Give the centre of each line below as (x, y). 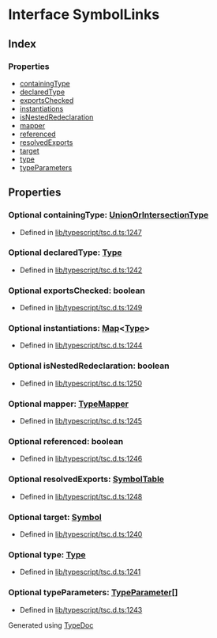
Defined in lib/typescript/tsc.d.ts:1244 (81, 345)
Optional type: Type (47, 554)
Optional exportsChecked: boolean (77, 291)
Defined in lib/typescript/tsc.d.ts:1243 (81, 610)
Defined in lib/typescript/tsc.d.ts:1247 (80, 232)
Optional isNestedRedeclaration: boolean (89, 366)
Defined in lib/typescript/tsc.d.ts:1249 (81, 308)
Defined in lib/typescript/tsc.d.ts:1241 (80, 572)
